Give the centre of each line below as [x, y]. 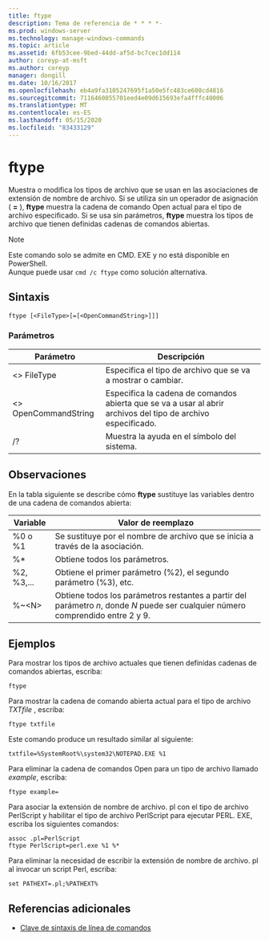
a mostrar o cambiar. [145, 380]
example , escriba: [38, 777]
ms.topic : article [39, 46]
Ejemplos [32, 644]
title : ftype [30, 16]
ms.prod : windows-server [50, 31]
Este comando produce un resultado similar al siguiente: [101, 739]
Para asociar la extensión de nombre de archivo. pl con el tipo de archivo [128, 807]
